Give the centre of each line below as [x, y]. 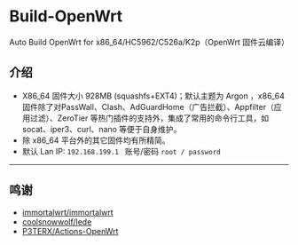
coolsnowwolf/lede [57, 221]
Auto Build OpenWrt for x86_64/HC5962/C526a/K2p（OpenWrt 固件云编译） [149, 42]
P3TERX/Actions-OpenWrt [70, 231]
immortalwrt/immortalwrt [67, 212]
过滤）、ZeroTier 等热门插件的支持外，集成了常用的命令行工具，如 [149, 118]
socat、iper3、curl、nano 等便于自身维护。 [102, 129]
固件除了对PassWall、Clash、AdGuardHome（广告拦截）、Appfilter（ [148, 107]
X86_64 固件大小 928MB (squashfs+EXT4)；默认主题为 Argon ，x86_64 [153, 96]
